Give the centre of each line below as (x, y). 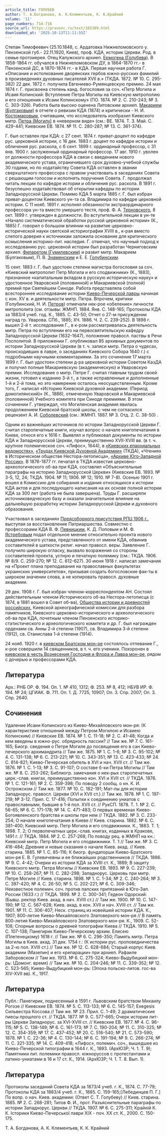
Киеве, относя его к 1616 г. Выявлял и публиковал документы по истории (83, 435)
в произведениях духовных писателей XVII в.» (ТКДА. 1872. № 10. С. (78, 79)
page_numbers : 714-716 (29, 24)
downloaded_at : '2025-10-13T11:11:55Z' (46, 33)
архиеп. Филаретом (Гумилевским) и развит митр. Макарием (71, 252)
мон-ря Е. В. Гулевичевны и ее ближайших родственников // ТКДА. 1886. (83, 857)
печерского (18, 752)
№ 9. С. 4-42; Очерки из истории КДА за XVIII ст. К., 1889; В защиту (77, 863)
